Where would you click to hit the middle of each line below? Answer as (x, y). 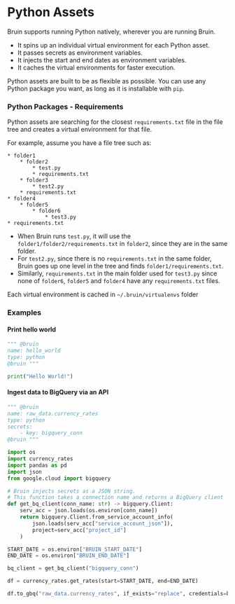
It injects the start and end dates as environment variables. (102, 60)
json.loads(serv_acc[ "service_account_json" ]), (103, 523)
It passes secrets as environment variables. (80, 53)
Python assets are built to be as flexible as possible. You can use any (107, 81)
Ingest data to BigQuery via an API (58, 392)
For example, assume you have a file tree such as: (79, 143)
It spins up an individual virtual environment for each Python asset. (113, 45)
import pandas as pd (37, 465)
